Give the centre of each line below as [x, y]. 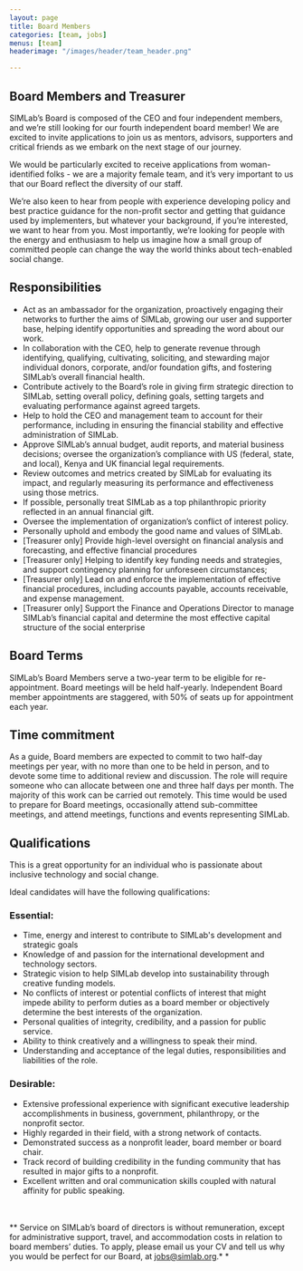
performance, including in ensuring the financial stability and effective [153, 425]
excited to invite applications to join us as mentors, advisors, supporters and [151, 137]
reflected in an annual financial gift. [88, 511]
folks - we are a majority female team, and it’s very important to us [170, 174]
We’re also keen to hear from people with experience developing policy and [150, 201]
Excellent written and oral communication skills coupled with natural [149, 1180]
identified [27, 174]
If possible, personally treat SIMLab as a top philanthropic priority [144, 502]
